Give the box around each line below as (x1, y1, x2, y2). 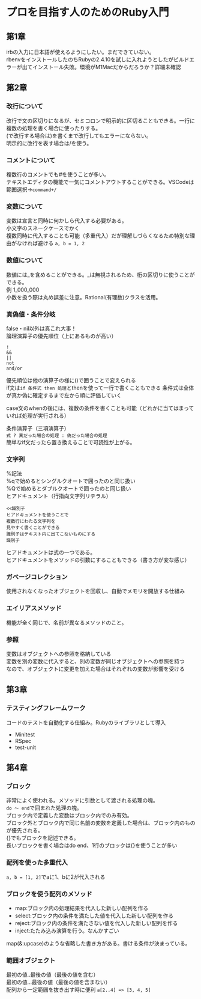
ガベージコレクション (6, 573, 68, 581)
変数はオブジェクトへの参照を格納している (6, 650, 112, 658)
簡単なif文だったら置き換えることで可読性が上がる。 (6, 438, 136, 445)
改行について (6, 102, 43, 111)
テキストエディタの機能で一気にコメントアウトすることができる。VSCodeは (6, 178, 194, 185)
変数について (6, 202, 43, 210)
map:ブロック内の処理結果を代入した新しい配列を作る (14, 905, 149, 912)
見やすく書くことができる (6, 525, 60, 531)
